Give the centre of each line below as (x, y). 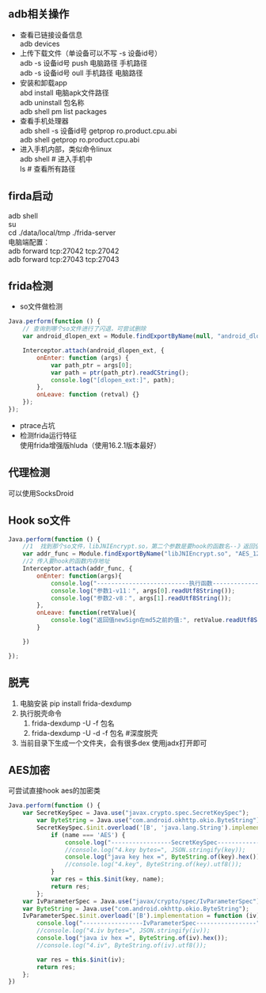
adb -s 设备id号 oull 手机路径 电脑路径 (81, 73)
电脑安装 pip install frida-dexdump (76, 703)
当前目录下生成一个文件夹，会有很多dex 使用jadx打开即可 (113, 743)
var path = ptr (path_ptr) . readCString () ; (120, 373)
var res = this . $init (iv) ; (81, 960)
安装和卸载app (43, 82)
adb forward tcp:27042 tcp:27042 (64, 251)
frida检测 (31, 286)
